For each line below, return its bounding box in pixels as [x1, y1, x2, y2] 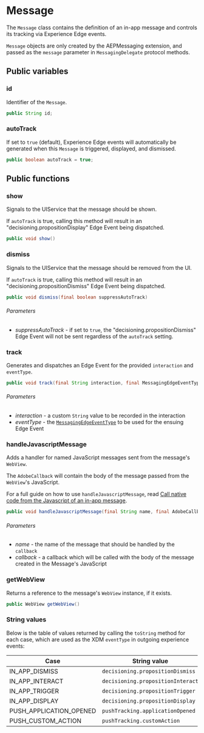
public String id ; [6, 110, 53, 116]
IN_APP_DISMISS [9, 667, 59, 675]
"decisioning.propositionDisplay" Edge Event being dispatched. [6, 224, 165, 232]
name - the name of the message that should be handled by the [15, 540, 175, 548]
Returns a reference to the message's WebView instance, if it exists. [6, 589, 172, 597]
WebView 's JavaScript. [6, 479, 59, 486]
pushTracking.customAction [102, 717, 180, 724]
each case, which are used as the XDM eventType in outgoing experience [6, 636, 189, 643]
